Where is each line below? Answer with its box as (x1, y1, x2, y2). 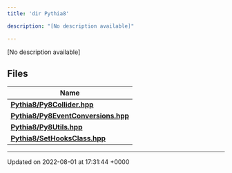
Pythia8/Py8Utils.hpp (10, 122, 83, 132)
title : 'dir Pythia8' (7, 10, 70, 17)
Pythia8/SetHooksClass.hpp (10, 134, 106, 143)
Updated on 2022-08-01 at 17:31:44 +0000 (7, 158, 130, 166)
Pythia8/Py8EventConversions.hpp (10, 111, 130, 121)
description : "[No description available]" (7, 22, 135, 30)
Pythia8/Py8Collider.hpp (10, 100, 94, 109)
